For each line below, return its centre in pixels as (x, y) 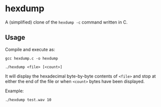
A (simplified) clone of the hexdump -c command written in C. (66, 22)
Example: (14, 91)
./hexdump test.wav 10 (28, 100)
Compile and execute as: (30, 49)
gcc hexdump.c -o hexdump (31, 58)
